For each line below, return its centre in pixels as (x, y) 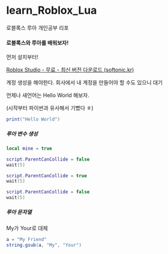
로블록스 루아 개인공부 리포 (37, 28)
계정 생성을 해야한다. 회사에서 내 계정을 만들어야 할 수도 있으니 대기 (85, 83)
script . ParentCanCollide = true (46, 176)
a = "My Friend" (26, 240)
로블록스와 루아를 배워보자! (37, 43)
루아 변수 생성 (22, 134)
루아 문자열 (19, 212)
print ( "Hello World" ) (33, 120)
